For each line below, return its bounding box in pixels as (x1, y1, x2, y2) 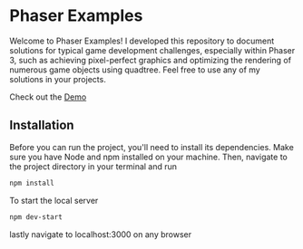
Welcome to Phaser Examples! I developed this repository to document (9, 35, 275, 46)
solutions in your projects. (9, 73, 106, 84)
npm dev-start (9, 212, 64, 222)
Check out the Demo (9, 91, 87, 102)
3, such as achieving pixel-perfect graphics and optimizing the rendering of (9, 54, 292, 65)
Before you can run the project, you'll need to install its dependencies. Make (9, 141, 295, 152)
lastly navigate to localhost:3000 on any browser (9, 228, 192, 240)
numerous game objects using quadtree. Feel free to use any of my (9, 64, 260, 75)
